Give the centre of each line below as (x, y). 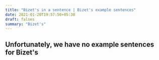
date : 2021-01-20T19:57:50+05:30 (40, 15)
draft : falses (20, 19)
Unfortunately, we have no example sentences (80, 44)
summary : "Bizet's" (26, 24)
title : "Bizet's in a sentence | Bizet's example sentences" (71, 10)
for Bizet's (22, 52)
